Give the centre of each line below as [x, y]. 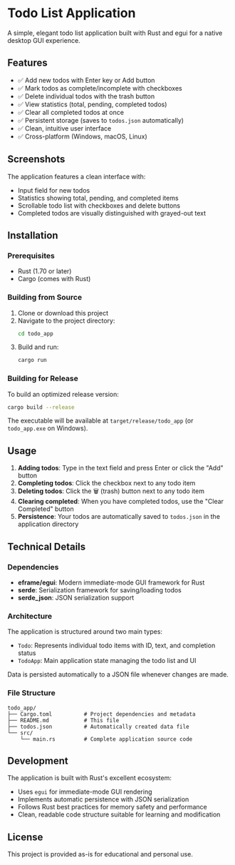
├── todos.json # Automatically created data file [99, 727]
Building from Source [45, 298]
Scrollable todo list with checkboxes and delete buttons [99, 206]
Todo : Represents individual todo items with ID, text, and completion [116, 646]
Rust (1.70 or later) [45, 271]
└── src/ [20, 733]
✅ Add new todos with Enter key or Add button [86, 80]
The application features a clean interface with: [77, 176]
